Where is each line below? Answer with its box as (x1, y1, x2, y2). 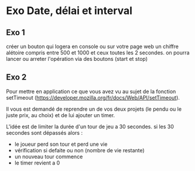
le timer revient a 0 (14, 159, 60, 166)
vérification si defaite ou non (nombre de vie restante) (14, 146, 145, 153)
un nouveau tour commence (14, 153, 83, 160)
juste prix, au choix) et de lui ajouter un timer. (6, 111, 115, 118)
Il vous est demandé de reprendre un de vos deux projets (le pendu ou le (6, 105, 182, 112)
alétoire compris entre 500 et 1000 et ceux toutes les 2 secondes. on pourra (6, 49, 190, 56)
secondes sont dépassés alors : (6, 129, 83, 136)
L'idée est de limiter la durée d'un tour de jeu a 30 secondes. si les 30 (6, 123, 175, 130)
